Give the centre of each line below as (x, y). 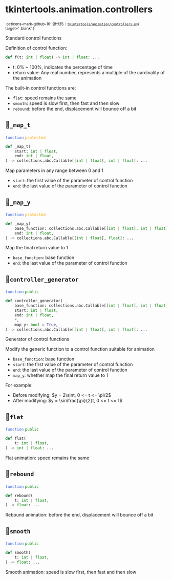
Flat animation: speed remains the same (47, 458)
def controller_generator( (34, 301)
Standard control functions (34, 38)
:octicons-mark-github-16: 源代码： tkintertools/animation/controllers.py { (72, 24)
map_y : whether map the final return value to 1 (60, 375)
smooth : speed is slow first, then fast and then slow (66, 103)
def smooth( (18, 553)
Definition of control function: (36, 48)
